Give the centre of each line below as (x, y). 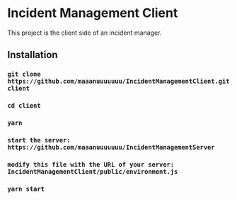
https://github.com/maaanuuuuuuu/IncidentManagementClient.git (118, 82)
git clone (24, 74)
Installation (33, 55)
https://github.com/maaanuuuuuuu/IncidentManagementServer (111, 148)
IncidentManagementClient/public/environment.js (93, 171)
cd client (24, 106)
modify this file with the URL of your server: (91, 164)
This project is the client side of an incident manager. (85, 33)
